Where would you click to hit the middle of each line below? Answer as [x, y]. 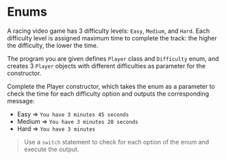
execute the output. [51, 149]
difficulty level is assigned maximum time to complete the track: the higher [112, 38]
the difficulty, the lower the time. [53, 45]
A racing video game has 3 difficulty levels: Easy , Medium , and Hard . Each [109, 31]
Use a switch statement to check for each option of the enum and [116, 142]
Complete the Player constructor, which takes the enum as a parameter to [111, 86]
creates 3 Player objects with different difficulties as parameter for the [106, 66]
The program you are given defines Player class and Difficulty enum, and [113, 58]
